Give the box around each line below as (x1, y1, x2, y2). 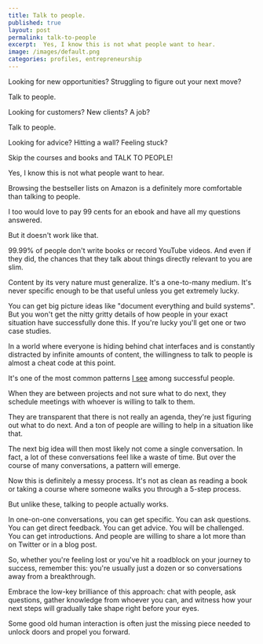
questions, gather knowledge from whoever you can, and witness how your (8, 595, 253, 605)
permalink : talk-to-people (8, 33, 97, 42)
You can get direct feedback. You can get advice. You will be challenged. (8, 523, 245, 532)
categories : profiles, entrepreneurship (8, 56, 143, 64)
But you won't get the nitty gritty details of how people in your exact (8, 309, 228, 319)
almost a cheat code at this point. (8, 358, 116, 368)
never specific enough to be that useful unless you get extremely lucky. (8, 286, 239, 295)
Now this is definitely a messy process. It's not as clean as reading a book (8, 476, 248, 485)
